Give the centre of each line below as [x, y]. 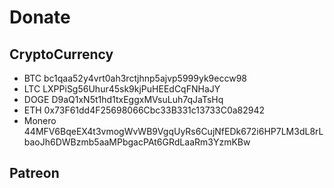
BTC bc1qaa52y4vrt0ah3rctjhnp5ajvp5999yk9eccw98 [135, 78]
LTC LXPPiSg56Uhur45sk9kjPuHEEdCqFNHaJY [122, 89]
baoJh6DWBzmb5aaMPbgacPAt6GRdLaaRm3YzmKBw [137, 142]
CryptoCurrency [61, 54]
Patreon [34, 173]
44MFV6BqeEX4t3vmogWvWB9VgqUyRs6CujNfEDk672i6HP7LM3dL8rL [173, 131]
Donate [40, 17]
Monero [40, 120]
